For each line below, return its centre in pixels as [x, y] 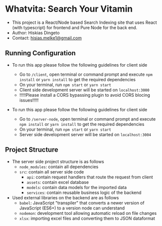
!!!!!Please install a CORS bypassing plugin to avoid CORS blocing [85, 95]
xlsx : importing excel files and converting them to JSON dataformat [87, 218]
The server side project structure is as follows [58, 161]
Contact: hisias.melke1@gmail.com [47, 38]
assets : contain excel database [58, 182]
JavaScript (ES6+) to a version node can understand [72, 208]
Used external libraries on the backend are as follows [65, 197]
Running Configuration [40, 53]
